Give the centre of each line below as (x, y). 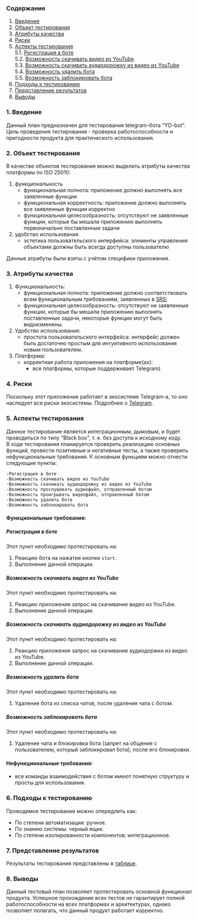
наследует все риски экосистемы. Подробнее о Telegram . (80, 403)
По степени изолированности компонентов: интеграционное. (92, 835)
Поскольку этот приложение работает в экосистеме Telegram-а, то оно (97, 397)
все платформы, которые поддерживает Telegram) (96, 368)
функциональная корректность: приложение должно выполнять (105, 202)
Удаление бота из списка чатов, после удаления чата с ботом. (94, 703)
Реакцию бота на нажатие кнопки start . (66, 558)
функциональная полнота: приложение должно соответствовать (106, 293)
